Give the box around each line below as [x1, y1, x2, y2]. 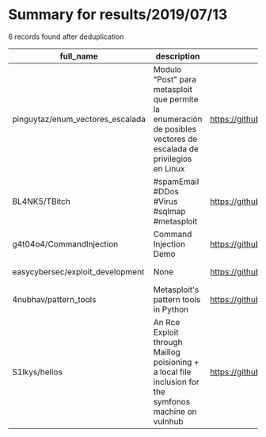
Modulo [153, 63, 182, 75]
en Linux [153, 163, 185, 174]
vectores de [153, 133, 198, 144]
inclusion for [153, 376, 199, 387]
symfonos [153, 396, 191, 407]
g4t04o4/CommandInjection [12, 238, 119, 249]
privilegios [153, 153, 192, 164]
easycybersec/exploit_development [12, 266, 145, 277]
